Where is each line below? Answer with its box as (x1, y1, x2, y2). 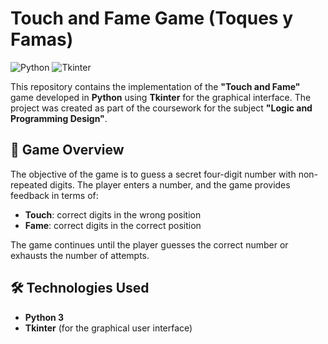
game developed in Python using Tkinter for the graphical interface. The (10, 91, 312, 103)
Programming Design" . (10, 112, 108, 124)
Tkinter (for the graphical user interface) (24, 322, 193, 334)
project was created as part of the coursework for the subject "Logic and (10, 102, 313, 114)
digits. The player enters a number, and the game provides (49, 178, 291, 191)
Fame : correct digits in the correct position (24, 219, 202, 231)
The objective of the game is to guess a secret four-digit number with (10, 168, 297, 180)
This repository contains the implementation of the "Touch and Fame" (10, 80, 301, 92)
